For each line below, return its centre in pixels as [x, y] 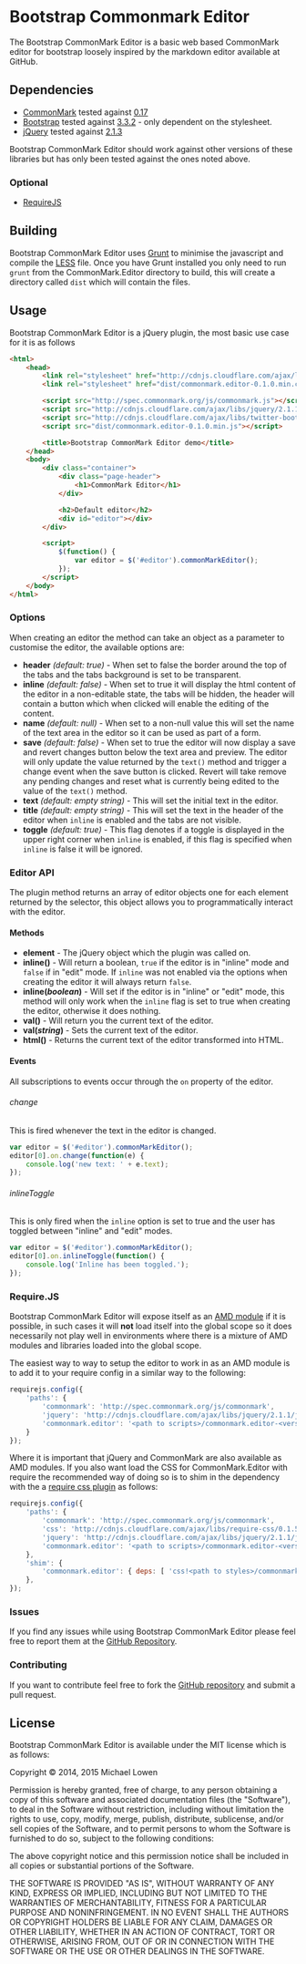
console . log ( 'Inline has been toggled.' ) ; [107, 1265]
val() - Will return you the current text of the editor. [118, 1021]
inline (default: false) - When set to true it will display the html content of [159, 684]
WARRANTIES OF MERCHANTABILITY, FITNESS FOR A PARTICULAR [138, 1903]
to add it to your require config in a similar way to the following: [127, 1373]
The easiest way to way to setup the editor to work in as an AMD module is [150, 1363]
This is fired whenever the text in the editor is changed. [113, 1130]
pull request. [33, 1694]
